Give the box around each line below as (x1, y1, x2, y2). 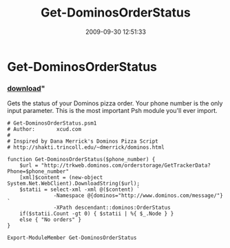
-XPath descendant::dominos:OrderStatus (53, 205, 171, 211)
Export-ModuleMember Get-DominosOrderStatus (7, 234, 137, 242)
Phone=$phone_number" (7, 168, 70, 175)
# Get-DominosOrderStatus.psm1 (7, 120, 97, 127)
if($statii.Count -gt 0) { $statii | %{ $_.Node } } (19, 210, 174, 218)
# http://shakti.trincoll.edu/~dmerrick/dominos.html (7, 144, 165, 151)
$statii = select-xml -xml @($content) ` (19, 186, 140, 194)
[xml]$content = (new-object (19, 174, 103, 181)
